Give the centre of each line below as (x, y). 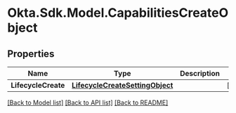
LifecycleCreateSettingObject (122, 85)
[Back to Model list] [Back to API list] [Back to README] (88, 102)
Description (200, 73)
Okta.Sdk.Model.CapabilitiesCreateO (118, 13)
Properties (31, 54)
